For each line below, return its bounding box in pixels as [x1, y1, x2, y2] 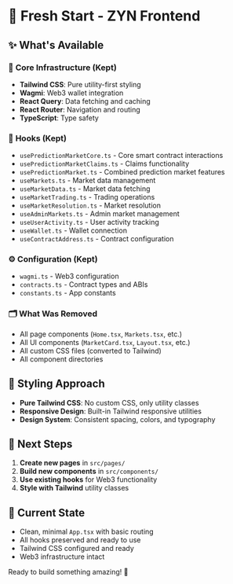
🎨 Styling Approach [8, 377, 105, 391]
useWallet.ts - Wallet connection [19, 226, 128, 235]
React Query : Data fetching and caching [19, 96, 151, 105]
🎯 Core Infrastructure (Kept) [8, 62, 118, 73]
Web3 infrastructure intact [19, 552, 105, 561]
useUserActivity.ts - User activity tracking [19, 218, 159, 227]
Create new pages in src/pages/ [19, 458, 126, 468]
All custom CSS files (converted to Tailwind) [19, 346, 162, 355]
